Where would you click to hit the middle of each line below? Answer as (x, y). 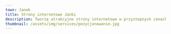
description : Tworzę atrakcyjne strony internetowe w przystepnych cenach (86, 19)
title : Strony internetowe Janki (41, 14)
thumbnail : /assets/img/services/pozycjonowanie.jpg (62, 24)
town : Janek (18, 10)
